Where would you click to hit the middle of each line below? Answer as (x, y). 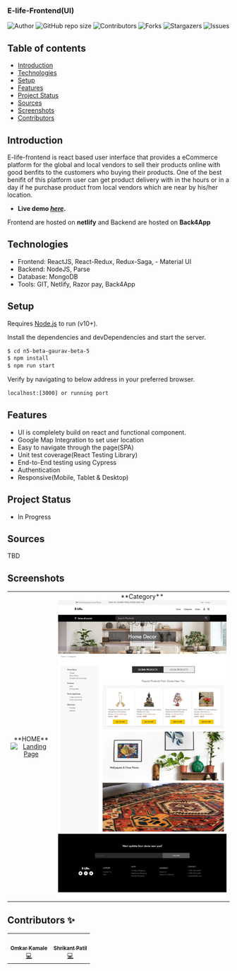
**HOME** (31, 739)
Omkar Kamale (29, 948)
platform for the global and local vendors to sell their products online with (114, 164)
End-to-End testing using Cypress (67, 462)
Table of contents (47, 48)
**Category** (142, 597)
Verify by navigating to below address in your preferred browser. (101, 379)
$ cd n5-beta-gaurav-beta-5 (49, 351)
